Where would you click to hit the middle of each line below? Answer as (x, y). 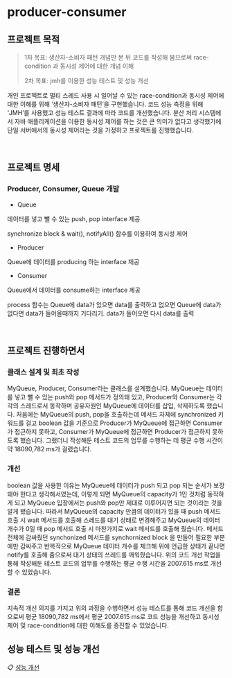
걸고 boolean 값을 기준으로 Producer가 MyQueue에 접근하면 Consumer (124, 423)
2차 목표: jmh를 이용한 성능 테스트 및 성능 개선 (86, 81)
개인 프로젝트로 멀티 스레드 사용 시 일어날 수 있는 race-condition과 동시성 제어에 (116, 95)
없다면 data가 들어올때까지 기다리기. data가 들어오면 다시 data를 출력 (101, 313)
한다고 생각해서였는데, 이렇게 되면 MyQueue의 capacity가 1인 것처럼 (113, 494)
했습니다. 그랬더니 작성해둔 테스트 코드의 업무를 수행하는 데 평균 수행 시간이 (122, 440)
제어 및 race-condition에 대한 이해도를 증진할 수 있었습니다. (88, 625)
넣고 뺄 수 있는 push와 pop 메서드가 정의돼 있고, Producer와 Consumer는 (115, 397)
